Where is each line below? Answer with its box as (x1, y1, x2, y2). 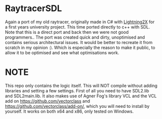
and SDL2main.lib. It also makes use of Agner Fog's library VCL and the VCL (5, 93, 157, 99)
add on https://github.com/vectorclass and (5, 98, 90, 104)
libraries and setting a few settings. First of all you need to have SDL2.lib (5, 88, 149, 93)
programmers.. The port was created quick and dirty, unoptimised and (5, 34, 145, 40)
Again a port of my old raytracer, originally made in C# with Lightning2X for (5, 19, 155, 25)
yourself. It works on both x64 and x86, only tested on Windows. (5, 108, 134, 114)
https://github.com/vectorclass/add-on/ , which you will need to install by (5, 103, 150, 109)
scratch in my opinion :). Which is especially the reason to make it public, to (5, 45, 156, 50)
